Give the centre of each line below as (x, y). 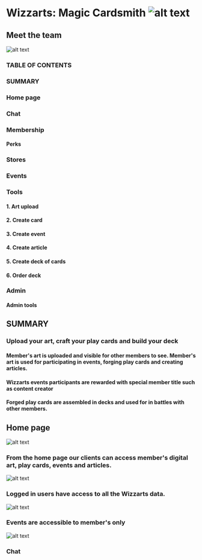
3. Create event (26, 234)
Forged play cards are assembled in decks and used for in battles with (95, 402)
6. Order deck (24, 275)
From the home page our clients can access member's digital (97, 458)
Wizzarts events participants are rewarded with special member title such (101, 382)
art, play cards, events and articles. (59, 465)
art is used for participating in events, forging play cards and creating (95, 362)
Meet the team (34, 35)
